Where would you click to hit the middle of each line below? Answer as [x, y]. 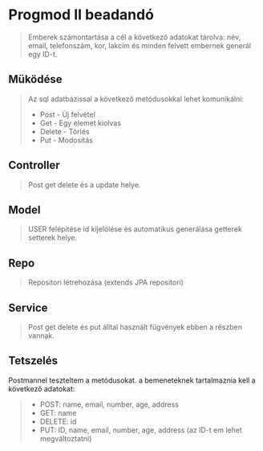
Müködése [35, 79]
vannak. [41, 336]
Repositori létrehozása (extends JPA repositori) [106, 282]
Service [28, 307]
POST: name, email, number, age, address [109, 404]
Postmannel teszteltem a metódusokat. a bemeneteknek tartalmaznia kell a [132, 380]
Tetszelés [33, 361]
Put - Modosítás [67, 140]
